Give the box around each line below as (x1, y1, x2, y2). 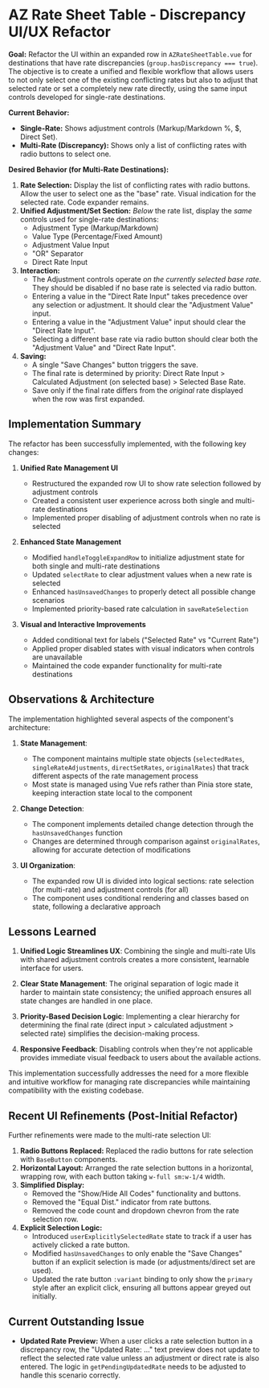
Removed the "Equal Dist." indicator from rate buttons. (31, 1197, 212, 1207)
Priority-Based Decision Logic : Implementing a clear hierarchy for (19, 1012, 240, 1022)
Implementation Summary (8, 417, 142, 432)
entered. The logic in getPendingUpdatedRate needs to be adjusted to (19, 1362, 247, 1371)
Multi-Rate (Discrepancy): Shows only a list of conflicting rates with (19, 140, 247, 150)
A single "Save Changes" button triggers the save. (31, 360, 198, 370)
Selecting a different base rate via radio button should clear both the (31, 334, 259, 344)
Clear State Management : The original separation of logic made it (19, 979, 239, 989)
